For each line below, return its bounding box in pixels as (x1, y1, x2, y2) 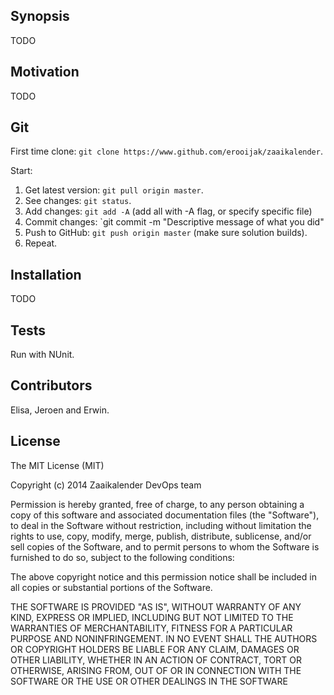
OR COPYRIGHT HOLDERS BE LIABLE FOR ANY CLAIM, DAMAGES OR (10, 643, 300, 655)
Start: (10, 165, 33, 177)
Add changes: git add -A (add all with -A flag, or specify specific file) (24, 205, 313, 218)
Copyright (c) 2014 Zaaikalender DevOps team (10, 479, 202, 491)
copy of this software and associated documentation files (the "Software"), (10, 509, 320, 521)
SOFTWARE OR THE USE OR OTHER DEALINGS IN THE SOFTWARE (10, 675, 288, 687)
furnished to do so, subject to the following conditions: (10, 551, 235, 563)
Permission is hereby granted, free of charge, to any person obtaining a (10, 498, 305, 510)
